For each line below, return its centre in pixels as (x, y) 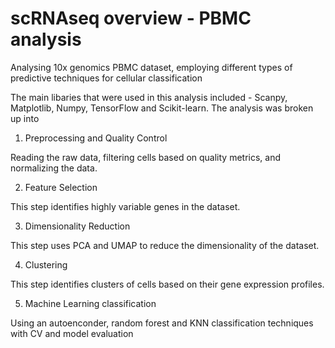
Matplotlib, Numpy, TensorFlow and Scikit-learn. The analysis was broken (162, 108)
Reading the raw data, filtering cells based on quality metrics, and (146, 157)
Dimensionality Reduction (77, 226)
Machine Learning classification (90, 303)
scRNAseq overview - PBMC (131, 18)
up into (25, 118)
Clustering (46, 264)
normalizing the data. (54, 168)
